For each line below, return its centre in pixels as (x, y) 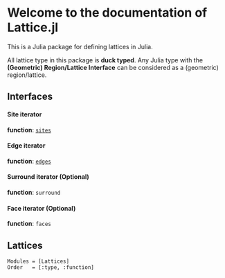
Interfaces (30, 97)
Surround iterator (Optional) (48, 177)
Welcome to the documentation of (107, 13)
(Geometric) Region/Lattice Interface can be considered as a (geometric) (113, 67)
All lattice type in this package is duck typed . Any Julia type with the (105, 60)
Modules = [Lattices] (38, 261)
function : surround (34, 192)
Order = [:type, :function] (51, 267)
